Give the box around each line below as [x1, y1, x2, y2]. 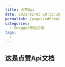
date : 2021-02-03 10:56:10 [5, 12, 61, 17]
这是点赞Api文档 [5, 54, 55, 63]
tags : [5, 30, 16, 35]
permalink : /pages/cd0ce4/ [5, 16, 61, 21]
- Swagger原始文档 [9, 26, 44, 31]
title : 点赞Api [5, 7, 35, 12]
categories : [5, 21, 30, 26]
